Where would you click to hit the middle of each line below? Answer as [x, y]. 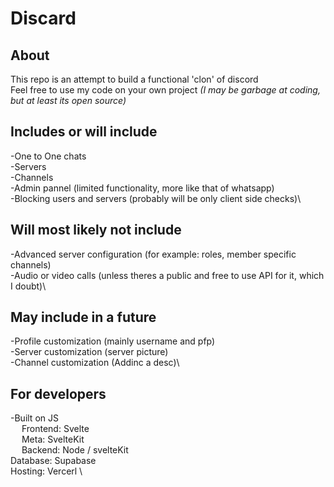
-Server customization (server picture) [89, 352]
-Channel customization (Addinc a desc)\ [95, 363]
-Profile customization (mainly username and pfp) [113, 341]
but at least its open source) [68, 100]
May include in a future [83, 317]
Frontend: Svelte [55, 429]
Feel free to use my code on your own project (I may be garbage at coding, [165, 90]
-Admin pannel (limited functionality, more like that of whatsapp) [142, 188]
